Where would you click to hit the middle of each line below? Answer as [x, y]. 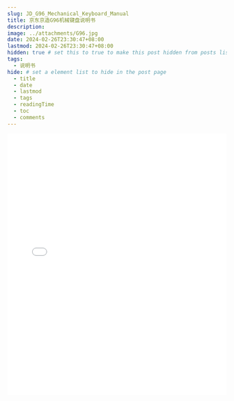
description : [26, 27]
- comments [29, 117]
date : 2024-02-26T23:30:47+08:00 [56, 40]
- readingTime [34, 105]
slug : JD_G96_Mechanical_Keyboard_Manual [68, 14]
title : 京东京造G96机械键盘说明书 [52, 20]
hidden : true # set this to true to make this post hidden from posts [112, 53]
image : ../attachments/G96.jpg [53, 33]
